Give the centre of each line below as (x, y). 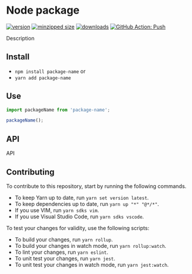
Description (20, 38)
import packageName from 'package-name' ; (58, 110)
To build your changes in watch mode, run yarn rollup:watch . (90, 246)
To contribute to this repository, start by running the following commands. (96, 186)
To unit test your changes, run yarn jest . (65, 258)
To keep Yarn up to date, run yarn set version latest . (82, 197)
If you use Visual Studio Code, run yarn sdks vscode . (79, 216)
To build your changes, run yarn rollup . (64, 239)
